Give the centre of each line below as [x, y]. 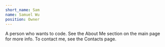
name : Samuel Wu [22, 15]
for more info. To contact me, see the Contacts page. [61, 39]
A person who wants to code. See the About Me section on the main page [83, 34]
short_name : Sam [22, 10]
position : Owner [22, 19]
